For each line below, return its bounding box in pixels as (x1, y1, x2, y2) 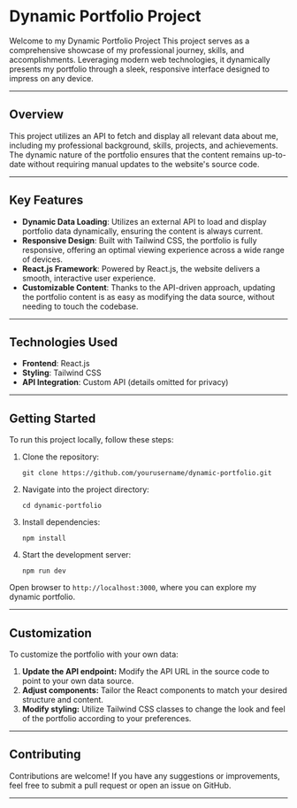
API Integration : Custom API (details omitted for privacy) (21, 377, 229, 388)
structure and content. (21, 695, 104, 704)
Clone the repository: (21, 451, 100, 462)
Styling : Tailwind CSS (21, 367, 102, 378)
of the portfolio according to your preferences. (21, 713, 192, 723)
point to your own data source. (21, 675, 134, 686)
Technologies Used (9, 335, 118, 350)
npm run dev (21, 566, 66, 576)
